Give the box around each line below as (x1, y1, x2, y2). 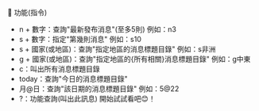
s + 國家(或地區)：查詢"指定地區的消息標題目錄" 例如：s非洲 (18, 44, 216, 54)
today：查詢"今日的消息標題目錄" (18, 75, 128, 83)
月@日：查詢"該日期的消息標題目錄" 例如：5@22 (18, 84, 180, 94)
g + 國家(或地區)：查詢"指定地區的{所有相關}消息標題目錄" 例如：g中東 (18, 55, 251, 63)
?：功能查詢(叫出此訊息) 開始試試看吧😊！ (18, 94, 156, 103)
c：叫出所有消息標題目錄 (18, 64, 100, 74)
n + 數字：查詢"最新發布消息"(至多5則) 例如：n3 (18, 25, 176, 34)
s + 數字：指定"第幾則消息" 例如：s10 (18, 35, 142, 44)
